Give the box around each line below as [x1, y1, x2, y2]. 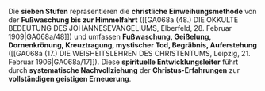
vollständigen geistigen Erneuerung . [8, 74, 132, 83]
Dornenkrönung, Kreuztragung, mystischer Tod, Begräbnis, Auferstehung [8, 40, 258, 50]
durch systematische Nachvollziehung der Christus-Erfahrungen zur [8, 66, 240, 74]
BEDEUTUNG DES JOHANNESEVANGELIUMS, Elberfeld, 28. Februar [8, 24, 232, 32]
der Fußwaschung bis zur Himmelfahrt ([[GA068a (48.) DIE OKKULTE [8, 15, 239, 25]
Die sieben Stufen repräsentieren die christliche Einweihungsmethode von [8, 7, 257, 16]
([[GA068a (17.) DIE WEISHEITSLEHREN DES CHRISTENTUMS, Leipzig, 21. [8, 49, 252, 58]
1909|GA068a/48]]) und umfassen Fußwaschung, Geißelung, [8, 32, 212, 41]
